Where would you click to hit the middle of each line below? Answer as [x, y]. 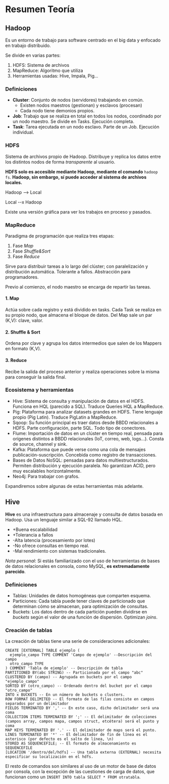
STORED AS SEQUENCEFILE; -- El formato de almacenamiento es [71, 744]
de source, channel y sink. [40, 444]
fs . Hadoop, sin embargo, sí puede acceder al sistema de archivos [76, 177]
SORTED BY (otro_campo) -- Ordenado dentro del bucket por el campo [79, 686]
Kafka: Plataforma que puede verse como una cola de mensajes [79, 449]
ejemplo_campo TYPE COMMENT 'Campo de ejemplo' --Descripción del [81, 655]
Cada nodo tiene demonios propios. [57, 111]
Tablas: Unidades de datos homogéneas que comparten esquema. [82, 595]
